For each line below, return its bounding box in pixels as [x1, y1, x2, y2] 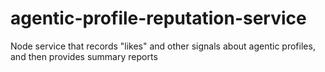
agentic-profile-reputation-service [10, 7, 307, 30]
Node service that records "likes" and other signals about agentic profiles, [10, 40, 316, 52]
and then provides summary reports [10, 50, 158, 62]
